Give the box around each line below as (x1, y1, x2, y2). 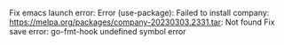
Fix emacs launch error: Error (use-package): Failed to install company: (9, 8, 270, 18)
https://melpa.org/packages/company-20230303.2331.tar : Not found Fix (9, 17, 275, 27)
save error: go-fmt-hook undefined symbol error (9, 26, 186, 36)
